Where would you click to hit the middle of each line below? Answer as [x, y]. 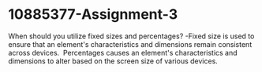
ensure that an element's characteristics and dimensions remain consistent [130, 44]
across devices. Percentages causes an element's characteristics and [123, 52]
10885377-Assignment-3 [93, 14]
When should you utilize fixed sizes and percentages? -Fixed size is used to [131, 36]
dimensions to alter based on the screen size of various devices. [113, 61]
